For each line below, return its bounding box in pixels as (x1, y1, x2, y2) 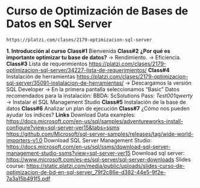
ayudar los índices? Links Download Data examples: (6, 111, 136, 118)
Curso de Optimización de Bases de (6, 4, 189, 18)
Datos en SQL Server (6, 17, 113, 31)
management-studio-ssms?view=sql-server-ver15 (6, 149, 131, 157)
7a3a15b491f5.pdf (6, 175, 51, 182)
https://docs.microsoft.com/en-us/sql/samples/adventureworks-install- (6, 117, 184, 124)
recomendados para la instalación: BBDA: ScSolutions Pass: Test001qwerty (6, 92, 193, 99)
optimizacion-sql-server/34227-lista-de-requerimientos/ (6, 66, 147, 73)
